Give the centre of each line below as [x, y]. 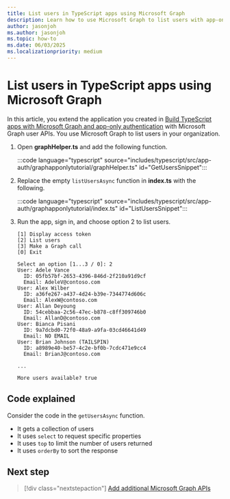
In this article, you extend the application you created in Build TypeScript [110, 119]
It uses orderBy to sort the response [67, 450]
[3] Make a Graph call [49, 246]
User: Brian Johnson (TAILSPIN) [63, 342]
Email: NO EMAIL [47, 336]
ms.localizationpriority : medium [55, 52]
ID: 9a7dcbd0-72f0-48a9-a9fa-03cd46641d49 [85, 330]
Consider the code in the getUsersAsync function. [76, 415]
